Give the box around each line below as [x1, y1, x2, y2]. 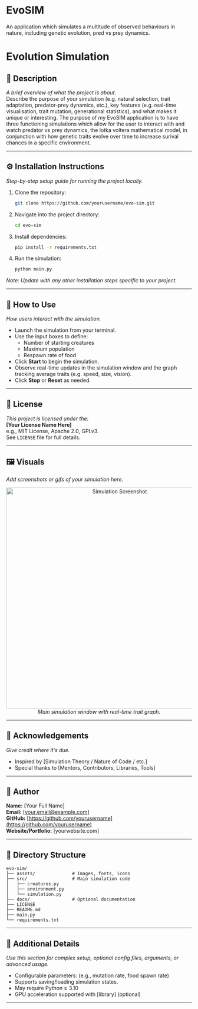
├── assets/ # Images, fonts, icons [6, 870, 131, 877]
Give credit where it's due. [6, 746, 70, 753]
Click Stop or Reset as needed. [14, 377, 91, 384]
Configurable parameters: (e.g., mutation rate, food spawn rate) [14, 972, 170, 979]
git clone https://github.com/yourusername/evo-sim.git [14, 200, 155, 206]
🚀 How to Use [6, 299, 56, 309]
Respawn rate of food [23, 352, 77, 359]
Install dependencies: [14, 233, 67, 240]
